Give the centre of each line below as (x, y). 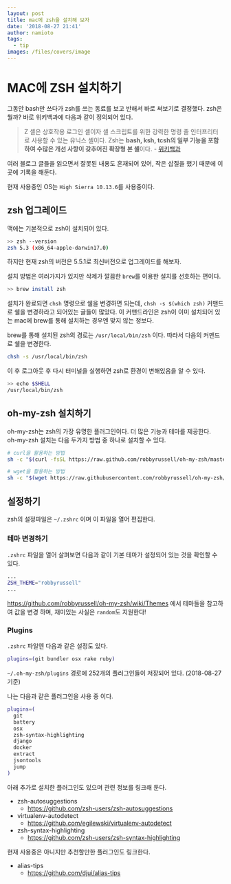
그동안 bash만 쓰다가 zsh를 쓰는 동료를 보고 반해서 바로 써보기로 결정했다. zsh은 (114, 108)
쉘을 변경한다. (33, 344)
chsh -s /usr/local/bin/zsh (47, 357)
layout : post (26, 13)
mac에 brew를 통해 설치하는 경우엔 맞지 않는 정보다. (84, 321)
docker (23, 748)
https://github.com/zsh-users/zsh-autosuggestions (100, 808)
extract (24, 754)
